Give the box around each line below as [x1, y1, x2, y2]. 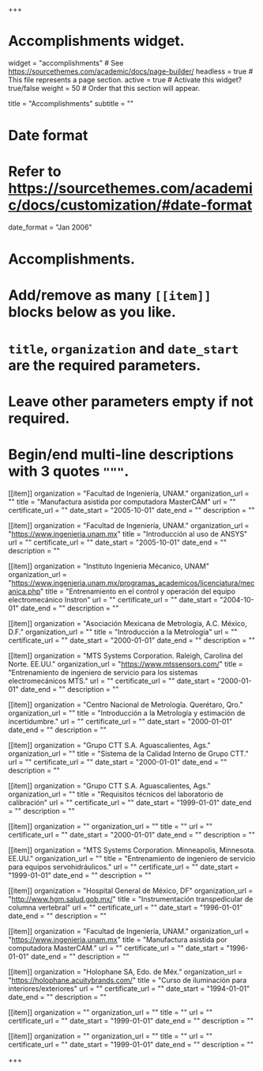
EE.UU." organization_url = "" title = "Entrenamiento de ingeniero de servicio [8, 853, 256, 863]
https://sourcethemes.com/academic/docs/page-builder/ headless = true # [8, 66, 254, 76]
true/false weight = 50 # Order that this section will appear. [8, 83, 201, 93]
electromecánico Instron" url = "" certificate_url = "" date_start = [8, 594, 219, 604]
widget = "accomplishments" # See [8, 58, 124, 67]
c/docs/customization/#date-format [8, 196, 253, 215]
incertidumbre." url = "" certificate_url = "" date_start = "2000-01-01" [8, 716, 233, 726]
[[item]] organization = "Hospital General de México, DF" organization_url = [8, 886, 254, 895]
